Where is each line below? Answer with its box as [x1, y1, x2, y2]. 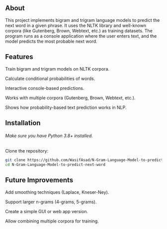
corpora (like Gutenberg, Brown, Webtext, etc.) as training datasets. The [5, 27, 153, 34]
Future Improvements [5, 176, 74, 184]
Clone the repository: [5, 148, 49, 154]
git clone [5, 157, 26, 163]
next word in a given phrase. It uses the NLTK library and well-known [5, 22, 147, 28]
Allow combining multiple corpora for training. [5, 218, 99, 224]
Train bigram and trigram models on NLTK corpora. [5, 66, 110, 72]
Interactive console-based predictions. [5, 85, 84, 91]
